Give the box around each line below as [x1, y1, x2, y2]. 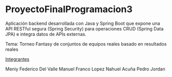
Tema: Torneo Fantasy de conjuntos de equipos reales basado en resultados [5, 41, 167, 47]
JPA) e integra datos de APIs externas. [5, 31, 87, 37]
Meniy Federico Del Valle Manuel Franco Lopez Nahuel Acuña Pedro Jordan [5, 66, 165, 72]
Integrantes [5, 56, 30, 62]
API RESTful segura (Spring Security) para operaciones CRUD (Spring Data [5, 25, 164, 31]
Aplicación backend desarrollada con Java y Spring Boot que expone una [5, 20, 160, 26]
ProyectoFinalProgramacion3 [5, 4, 133, 15]
